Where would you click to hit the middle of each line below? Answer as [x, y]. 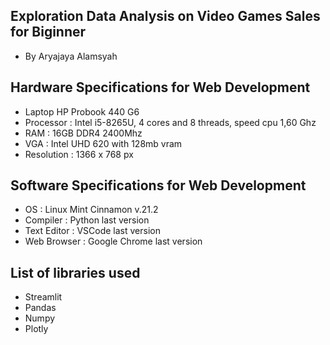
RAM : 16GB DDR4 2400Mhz [83, 133]
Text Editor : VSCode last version [92, 231]
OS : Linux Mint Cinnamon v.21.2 [91, 210]
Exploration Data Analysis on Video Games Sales [165, 16]
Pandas [40, 308]
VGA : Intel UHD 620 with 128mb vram [103, 143]
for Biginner [48, 32]
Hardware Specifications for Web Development [160, 87]
